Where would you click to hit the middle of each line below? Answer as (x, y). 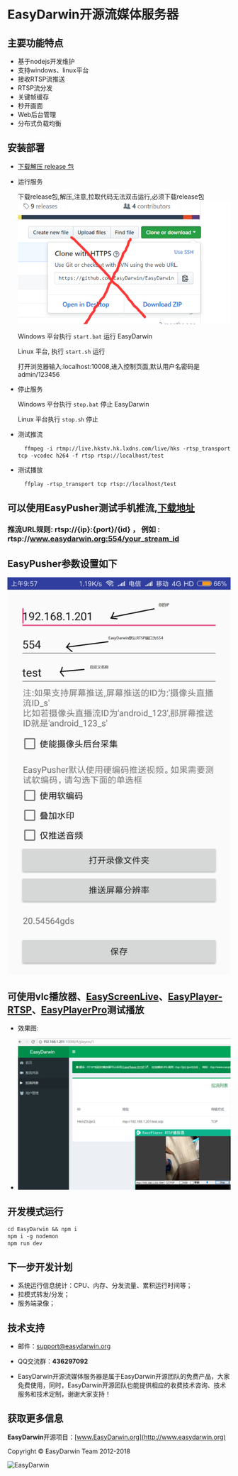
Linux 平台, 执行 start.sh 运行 (61, 351)
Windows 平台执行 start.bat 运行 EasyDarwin (85, 336)
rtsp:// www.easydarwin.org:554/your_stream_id (93, 539)
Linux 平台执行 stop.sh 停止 (58, 419)
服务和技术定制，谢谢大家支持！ (64, 1394)
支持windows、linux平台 (53, 70)
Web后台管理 (37, 115)
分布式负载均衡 (39, 123)
